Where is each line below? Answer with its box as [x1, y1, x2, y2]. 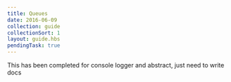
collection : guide [7, 23, 60, 30]
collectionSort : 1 [7, 29, 60, 37]
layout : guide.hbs [7, 36, 60, 43]
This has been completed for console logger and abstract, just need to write [7, 61, 225, 69]
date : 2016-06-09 [7, 17, 58, 23]
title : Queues [7, 10, 49, 17]
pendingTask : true [7, 42, 60, 49]
